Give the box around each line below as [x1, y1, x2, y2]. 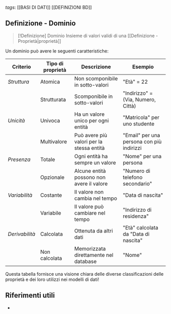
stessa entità [74, 144, 105, 151]
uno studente [123, 120, 155, 127]
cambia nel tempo [74, 195, 118, 202]
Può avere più [74, 132, 107, 139]
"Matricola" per [123, 114, 160, 121]
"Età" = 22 [123, 78, 148, 85]
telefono [123, 173, 143, 180]
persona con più [123, 138, 162, 145]
